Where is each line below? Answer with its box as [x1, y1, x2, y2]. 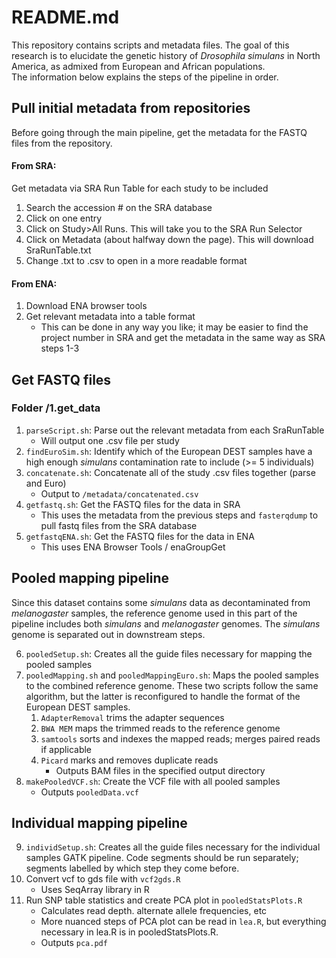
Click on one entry [25, 212, 103, 224]
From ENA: [11, 277, 58, 290]
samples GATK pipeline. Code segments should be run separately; [25, 852, 299, 864]
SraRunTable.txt [25, 244, 92, 256]
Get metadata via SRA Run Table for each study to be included [11, 182, 269, 194]
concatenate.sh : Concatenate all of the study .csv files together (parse [25, 466, 316, 478]
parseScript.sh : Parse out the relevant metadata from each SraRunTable [25, 424, 325, 436]
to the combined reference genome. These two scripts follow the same [25, 679, 319, 691]
